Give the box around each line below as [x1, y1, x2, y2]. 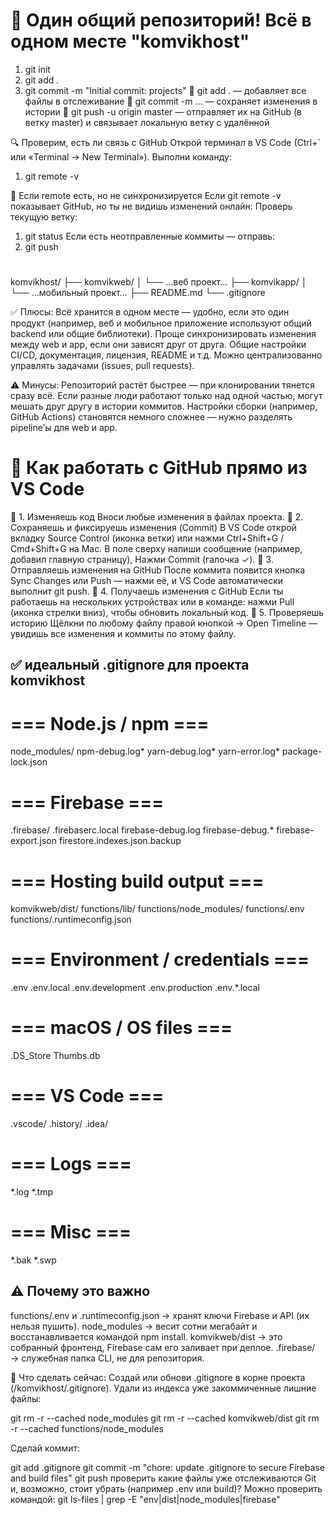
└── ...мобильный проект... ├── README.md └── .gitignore [10, 287, 266, 299]
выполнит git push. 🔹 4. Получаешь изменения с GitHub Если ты [10, 585, 284, 598]
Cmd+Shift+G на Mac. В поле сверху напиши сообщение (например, [10, 543, 303, 555]
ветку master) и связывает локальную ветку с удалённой [24, 116, 270, 128]
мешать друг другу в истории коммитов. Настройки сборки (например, [10, 400, 318, 413]
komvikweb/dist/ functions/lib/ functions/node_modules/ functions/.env [10, 903, 305, 915]
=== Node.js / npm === [10, 712, 210, 735]
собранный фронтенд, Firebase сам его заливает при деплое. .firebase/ [10, 1341, 316, 1353]
